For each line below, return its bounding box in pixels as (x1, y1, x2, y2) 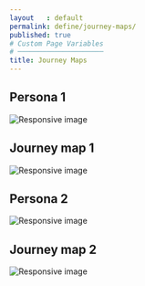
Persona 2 (9, 191, 68, 207)
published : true (9, 30, 71, 39)
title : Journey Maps (9, 56, 88, 65)
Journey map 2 (9, 241, 98, 257)
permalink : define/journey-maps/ (9, 22, 137, 31)
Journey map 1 (9, 141, 95, 156)
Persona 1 (9, 90, 67, 105)
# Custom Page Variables (9, 38, 104, 48)
